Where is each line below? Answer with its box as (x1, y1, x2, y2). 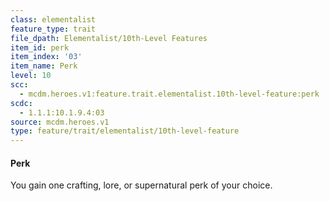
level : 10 (10, 71, 52, 81)
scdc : (10, 98, 33, 108)
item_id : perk (10, 42, 70, 53)
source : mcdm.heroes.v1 (10, 117, 110, 127)
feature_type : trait (10, 24, 97, 34)
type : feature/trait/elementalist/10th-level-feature (10, 126, 240, 136)
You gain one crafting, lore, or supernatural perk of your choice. (10, 179, 273, 191)
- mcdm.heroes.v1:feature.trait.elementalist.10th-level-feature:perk (19, 89, 320, 99)
